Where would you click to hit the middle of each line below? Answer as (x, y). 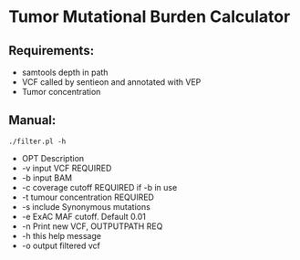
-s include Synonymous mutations (86, 206)
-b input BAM (47, 177)
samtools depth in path (65, 72)
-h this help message (62, 235)
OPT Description (53, 158)
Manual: (32, 120)
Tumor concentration (61, 92)
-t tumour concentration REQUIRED (88, 197)
